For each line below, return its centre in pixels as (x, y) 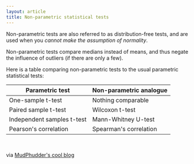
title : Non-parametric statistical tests (58, 17)
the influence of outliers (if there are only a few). (65, 58)
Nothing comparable (120, 100)
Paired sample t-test (38, 110)
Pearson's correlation (39, 129)
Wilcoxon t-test (114, 110)
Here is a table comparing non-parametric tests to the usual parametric (92, 69)
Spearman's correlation (125, 129)
